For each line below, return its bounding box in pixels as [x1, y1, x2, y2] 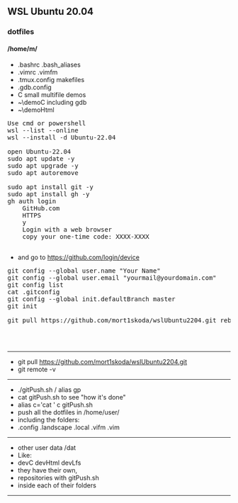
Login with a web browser [22, 225, 113, 233]
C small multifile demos [17, 90, 86, 98]
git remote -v [17, 365, 56, 373]
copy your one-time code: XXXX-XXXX [22, 232, 150, 240]
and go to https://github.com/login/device [17, 253, 140, 261]
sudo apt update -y [7, 154, 75, 162]
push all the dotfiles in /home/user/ [17, 407, 120, 417]
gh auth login [7, 197, 57, 205]
